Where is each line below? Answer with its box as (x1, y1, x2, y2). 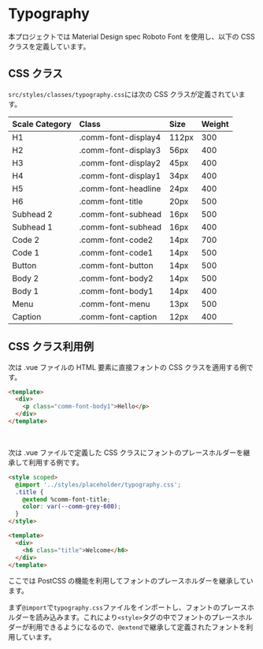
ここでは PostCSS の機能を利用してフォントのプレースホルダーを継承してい (8, 576, 254, 586)
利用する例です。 (28, 457, 84, 467)
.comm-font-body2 (79, 273, 154, 284)
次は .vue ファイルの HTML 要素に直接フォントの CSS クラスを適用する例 (8, 362, 246, 371)
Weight (201, 118, 230, 129)
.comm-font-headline (79, 183, 161, 194)
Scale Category (12, 118, 72, 129)
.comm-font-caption (79, 311, 157, 322)
